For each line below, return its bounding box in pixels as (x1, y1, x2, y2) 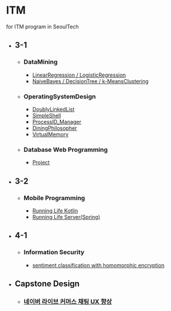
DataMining (23, 58, 58, 66)
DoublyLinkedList (32, 106, 75, 113)
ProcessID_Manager (32, 118, 81, 125)
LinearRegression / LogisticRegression (32, 71, 126, 78)
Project (32, 159, 50, 166)
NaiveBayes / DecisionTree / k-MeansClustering (32, 77, 149, 84)
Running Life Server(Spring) (32, 213, 100, 220)
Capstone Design (14, 279, 80, 289)
